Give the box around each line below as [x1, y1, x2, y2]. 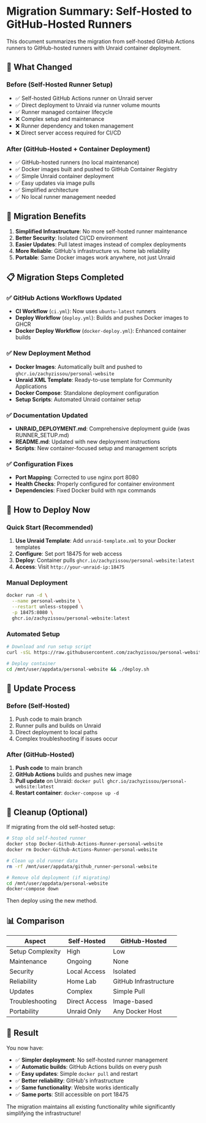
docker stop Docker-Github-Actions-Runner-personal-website [6, 841, 164, 847]
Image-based [113, 997, 153, 1006]
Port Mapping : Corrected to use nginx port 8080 [15, 474, 139, 481]
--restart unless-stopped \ [12, 604, 84, 610]
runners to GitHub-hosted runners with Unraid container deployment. [6, 44, 181, 52]
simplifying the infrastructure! [6, 1109, 82, 1117]
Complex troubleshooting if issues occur [15, 735, 118, 742]
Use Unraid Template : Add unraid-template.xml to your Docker [15, 537, 176, 544]
